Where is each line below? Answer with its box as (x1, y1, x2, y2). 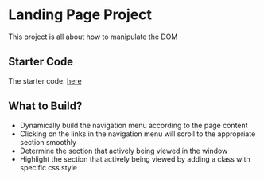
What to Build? (8, 100, 83, 113)
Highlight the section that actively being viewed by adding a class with (19, 154, 250, 164)
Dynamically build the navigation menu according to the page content (19, 120, 248, 130)
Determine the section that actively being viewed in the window (19, 146, 228, 155)
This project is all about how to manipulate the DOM (8, 32, 178, 41)
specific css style (19, 162, 78, 172)
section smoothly (19, 137, 77, 147)
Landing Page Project (8, 6, 153, 24)
